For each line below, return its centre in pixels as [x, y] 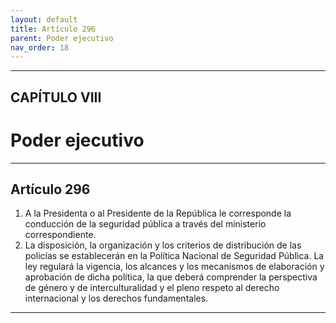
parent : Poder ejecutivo [62, 38]
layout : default [44, 19]
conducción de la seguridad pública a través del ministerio [145, 224]
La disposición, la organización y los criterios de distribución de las [163, 245]
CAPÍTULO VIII [56, 97]
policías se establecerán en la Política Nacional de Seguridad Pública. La [174, 256]
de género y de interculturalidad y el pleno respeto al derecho [152, 288]
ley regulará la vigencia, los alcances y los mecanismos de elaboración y [174, 267]
